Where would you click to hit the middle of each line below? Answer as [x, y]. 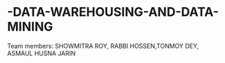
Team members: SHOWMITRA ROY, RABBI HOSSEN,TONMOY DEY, [103, 46]
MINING [30, 27]
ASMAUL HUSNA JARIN [42, 53]
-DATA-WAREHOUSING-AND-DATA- [113, 12]
